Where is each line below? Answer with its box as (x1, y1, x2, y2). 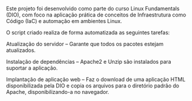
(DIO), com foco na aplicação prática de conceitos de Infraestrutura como (6, 11, 186, 18)
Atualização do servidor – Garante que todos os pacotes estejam (6, 41, 164, 47)
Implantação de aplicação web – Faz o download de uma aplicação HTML (6, 76, 186, 83)
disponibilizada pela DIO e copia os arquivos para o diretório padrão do (6, 82, 180, 89)
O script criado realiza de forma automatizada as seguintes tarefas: (6, 29, 170, 36)
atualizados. (6, 47, 36, 54)
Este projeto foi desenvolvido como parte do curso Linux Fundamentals (6, 5, 180, 12)
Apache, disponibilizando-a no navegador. (6, 89, 109, 95)
